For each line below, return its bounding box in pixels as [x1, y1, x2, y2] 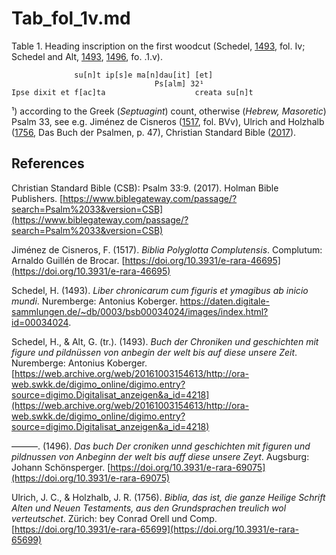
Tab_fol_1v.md [11, 7, 131, 30]
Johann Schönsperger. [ [11, 461, 111, 473]
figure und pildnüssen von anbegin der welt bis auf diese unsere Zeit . [11, 346, 298, 358]
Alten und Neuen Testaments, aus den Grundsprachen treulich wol [11, 502, 287, 514]
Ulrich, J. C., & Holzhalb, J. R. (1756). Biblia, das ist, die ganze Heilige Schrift [11, 491, 326, 503]
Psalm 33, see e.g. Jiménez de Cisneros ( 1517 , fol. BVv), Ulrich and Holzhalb [11, 115, 325, 127]
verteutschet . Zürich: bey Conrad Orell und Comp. [11, 512, 218, 524]
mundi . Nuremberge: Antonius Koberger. [11, 295, 178, 307]
